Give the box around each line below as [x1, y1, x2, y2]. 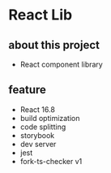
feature [8, 83, 47, 97]
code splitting [19, 122, 66, 132]
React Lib [8, 6, 73, 24]
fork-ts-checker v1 [19, 156, 83, 166]
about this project [8, 38, 100, 52]
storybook [19, 130, 55, 140]
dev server [19, 139, 57, 149]
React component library [19, 59, 103, 69]
